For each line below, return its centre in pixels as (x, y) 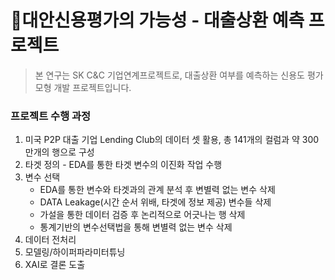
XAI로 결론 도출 (55, 265)
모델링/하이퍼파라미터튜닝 (75, 252)
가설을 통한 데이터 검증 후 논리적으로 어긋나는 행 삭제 (142, 215)
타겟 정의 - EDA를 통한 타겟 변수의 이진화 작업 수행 (123, 165)
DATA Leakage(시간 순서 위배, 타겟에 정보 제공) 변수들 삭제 (155, 202)
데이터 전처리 (50, 240)
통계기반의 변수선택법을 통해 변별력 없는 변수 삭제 (136, 227)
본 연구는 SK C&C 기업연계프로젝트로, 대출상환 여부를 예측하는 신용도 (169, 75)
